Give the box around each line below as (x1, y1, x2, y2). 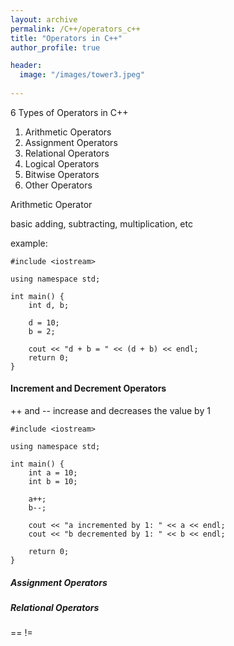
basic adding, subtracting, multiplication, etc (10, 217, 193, 230)
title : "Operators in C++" (10, 33, 123, 43)
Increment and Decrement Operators (10, 382, 167, 395)
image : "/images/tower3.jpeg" (19, 70, 145, 80)
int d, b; (28, 300, 70, 310)
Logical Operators (24, 157, 100, 170)
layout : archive (10, 14, 78, 25)
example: (10, 237, 48, 249)
